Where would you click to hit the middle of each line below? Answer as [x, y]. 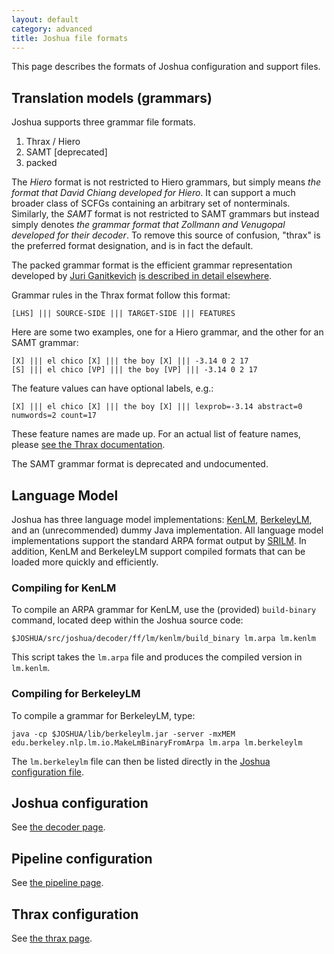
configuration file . [47, 772]
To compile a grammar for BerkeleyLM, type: [103, 715]
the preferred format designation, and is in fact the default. [132, 246]
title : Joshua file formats [70, 38]
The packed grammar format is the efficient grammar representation [152, 265]
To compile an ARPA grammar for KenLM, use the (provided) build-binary [164, 610]
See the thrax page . [52, 938]
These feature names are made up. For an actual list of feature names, [156, 434]
